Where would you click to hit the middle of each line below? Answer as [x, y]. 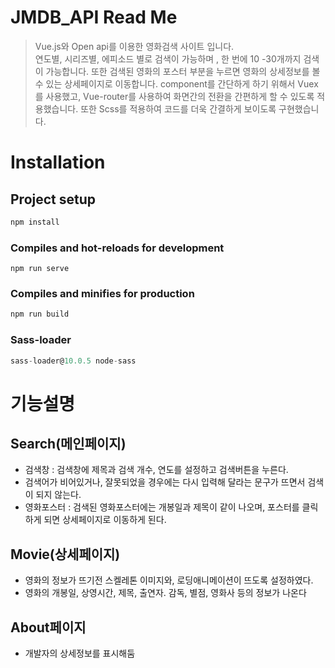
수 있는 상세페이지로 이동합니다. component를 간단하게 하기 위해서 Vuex [176, 83]
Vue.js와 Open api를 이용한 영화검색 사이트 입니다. [134, 46]
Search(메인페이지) [68, 444]
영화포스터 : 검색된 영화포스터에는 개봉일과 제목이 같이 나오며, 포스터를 [162, 507]
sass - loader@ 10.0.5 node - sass [73, 361]
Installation [58, 162]
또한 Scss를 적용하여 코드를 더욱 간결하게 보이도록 [178, 108]
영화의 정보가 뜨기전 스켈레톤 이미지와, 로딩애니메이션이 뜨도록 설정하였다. [169, 580]
